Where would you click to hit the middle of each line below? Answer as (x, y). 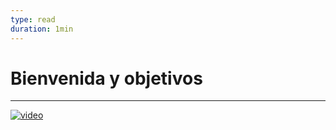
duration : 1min (42, 29)
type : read (33, 19)
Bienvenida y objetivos (106, 78)
